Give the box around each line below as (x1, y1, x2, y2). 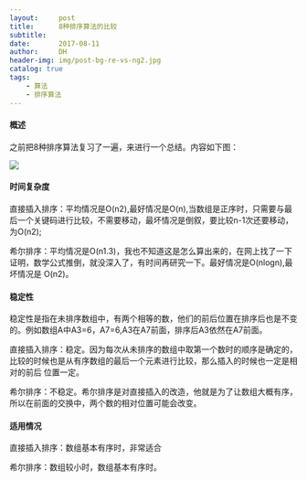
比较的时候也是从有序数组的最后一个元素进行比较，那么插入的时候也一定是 (9, 356, 290, 367)
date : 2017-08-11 (9, 38, 101, 48)
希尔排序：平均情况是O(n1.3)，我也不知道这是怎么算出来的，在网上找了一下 (9, 245, 292, 256)
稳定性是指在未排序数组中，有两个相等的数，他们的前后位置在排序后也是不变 (9, 313, 298, 325)
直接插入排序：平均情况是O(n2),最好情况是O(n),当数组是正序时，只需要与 (9, 203, 285, 214)
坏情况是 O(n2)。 (9, 268, 74, 279)
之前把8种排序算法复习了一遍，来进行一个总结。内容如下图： (9, 141, 239, 152)
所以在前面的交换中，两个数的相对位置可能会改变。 (9, 398, 202, 409)
